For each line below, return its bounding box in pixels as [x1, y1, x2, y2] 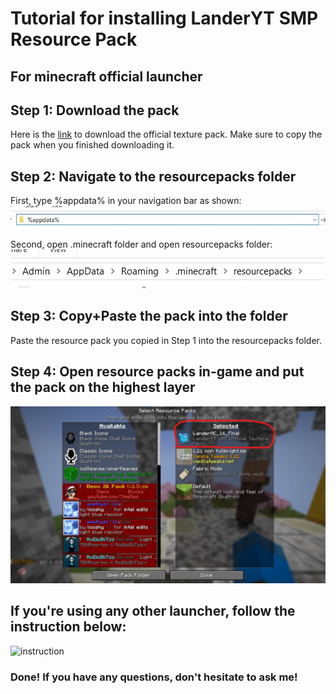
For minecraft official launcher [10, 68, 203, 85]
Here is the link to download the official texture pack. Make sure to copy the [10, 128, 323, 141]
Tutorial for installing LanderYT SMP [10, 7, 319, 30]
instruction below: [10, 618, 127, 636]
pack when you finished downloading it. [10, 139, 175, 151]
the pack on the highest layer [10, 379, 196, 396]
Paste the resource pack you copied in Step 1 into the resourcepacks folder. [10, 334, 322, 346]
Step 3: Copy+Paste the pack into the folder [10, 308, 288, 325]
